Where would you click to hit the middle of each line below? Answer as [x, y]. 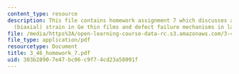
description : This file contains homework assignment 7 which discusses [117, 20]
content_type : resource [43, 14]
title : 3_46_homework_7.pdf [49, 54]
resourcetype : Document [43, 47]
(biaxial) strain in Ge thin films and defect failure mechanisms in [119, 27]
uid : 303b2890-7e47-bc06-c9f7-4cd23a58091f [73, 60]
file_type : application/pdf [49, 40]
